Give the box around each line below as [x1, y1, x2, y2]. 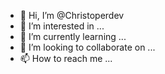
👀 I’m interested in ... [19, 20, 105, 32]
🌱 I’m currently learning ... [19, 31, 127, 42]
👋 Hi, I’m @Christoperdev [19, 10, 125, 21]
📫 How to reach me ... [19, 53, 113, 64]
